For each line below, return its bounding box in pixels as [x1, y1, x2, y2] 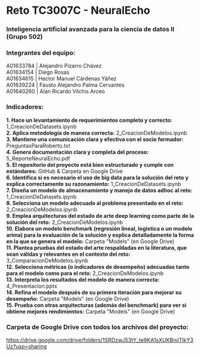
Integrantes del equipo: [6, 49, 76, 57]
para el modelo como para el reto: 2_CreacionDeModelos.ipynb [6, 270, 164, 277]
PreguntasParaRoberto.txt [6, 142, 71, 149]
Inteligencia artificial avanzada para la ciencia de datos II [6, 25, 175, 34]
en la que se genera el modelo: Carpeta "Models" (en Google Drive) [6, 238, 175, 245]
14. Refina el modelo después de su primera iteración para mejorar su [6, 289, 182, 296]
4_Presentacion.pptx [6, 282, 57, 289]
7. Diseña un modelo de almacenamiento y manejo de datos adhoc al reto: [6, 187, 193, 194]
